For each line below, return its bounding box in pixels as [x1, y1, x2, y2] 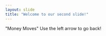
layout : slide [5, 7, 35, 12]
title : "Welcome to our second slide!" [5, 12, 89, 17]
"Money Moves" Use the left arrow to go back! [5, 25, 101, 31]
